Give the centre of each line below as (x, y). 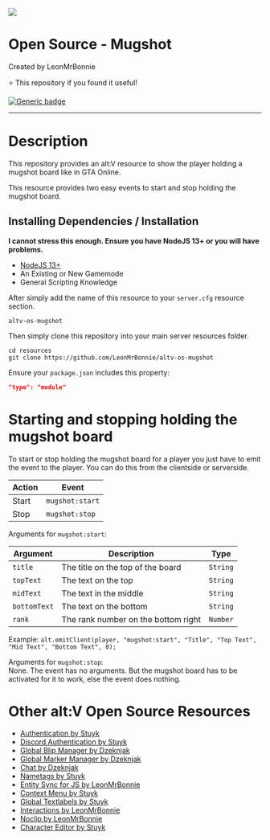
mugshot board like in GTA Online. (65, 172)
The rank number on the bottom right (131, 619)
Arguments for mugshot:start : (57, 534)
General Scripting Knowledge (69, 282)
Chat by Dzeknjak (49, 768)
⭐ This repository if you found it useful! (73, 82)
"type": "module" (37, 387)
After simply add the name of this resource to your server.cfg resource (127, 297)
